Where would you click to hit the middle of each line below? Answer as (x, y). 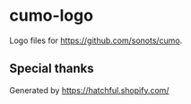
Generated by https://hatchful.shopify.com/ (89, 90)
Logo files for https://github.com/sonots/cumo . (96, 40)
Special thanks (52, 69)
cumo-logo (52, 16)
